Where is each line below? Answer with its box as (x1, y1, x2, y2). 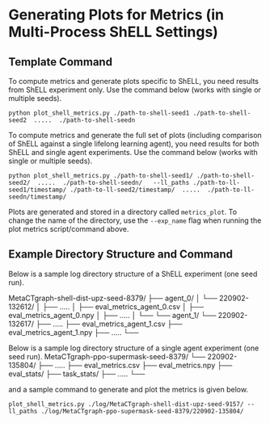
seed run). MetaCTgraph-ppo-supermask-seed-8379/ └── (8, 351, 206, 361)
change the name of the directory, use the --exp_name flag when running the (8, 216, 262, 225)
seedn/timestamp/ (8, 193, 67, 201)
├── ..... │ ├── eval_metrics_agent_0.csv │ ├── (42, 301, 205, 312)
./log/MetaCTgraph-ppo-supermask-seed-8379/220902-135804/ (40, 407, 244, 415)
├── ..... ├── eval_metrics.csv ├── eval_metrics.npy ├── (37, 360, 233, 370)
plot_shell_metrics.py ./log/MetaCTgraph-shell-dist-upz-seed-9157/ (8, 400, 244, 408)
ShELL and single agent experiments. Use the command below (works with (8, 148, 259, 157)
